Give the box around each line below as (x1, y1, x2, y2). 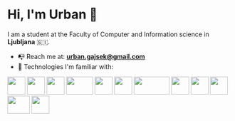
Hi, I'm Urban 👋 (7, 6, 98, 23)
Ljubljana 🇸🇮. (7, 37, 50, 46)
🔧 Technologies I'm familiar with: (17, 62, 114, 70)
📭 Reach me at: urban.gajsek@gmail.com (17, 52, 145, 60)
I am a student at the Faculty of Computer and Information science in (7, 30, 210, 38)
